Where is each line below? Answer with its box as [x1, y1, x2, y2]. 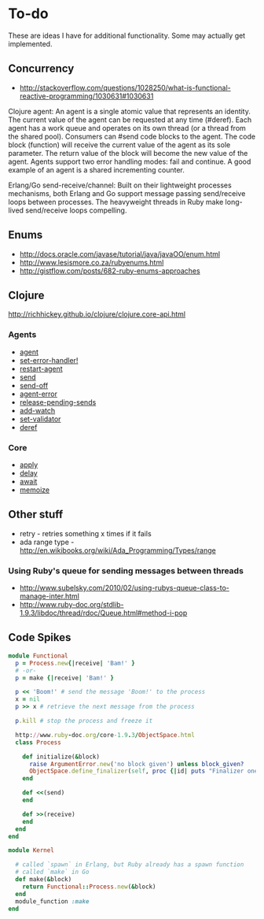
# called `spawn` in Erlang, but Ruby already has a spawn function [15, 861, 244, 869]
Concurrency [8, 62, 75, 76]
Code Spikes [8, 631, 71, 644]
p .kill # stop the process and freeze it [15, 717, 153, 725]
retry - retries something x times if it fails [19, 528, 152, 538]
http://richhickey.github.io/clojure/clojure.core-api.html [8, 309, 186, 319]
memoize [19, 485, 49, 495]
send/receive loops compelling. [25, 206, 127, 215]
